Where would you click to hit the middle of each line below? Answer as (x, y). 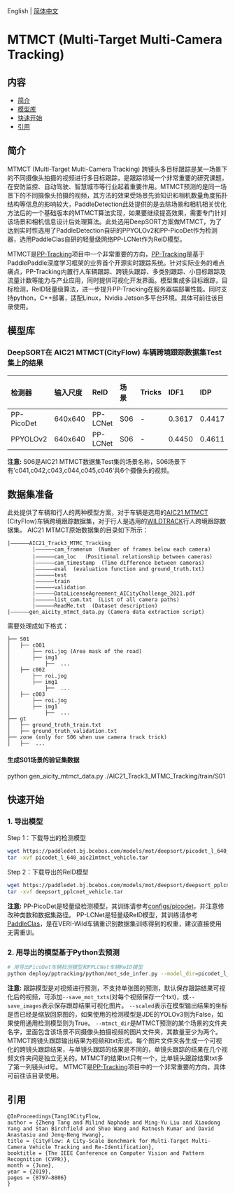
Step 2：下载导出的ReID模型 (48, 872)
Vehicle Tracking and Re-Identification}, (92, 1147)
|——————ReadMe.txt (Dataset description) (95, 606)
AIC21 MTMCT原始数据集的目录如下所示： (88, 530)
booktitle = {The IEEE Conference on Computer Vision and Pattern (106, 1153)
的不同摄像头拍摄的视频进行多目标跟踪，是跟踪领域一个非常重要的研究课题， (117, 177)
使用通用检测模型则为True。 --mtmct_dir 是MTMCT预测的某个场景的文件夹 (120, 1023)
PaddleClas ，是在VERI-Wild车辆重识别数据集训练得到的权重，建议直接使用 (115, 924)
